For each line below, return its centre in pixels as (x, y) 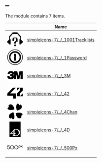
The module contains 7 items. (35, 16)
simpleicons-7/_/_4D (48, 130)
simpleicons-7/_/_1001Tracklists (61, 40)
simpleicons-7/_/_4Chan (52, 112)
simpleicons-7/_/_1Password (57, 57)
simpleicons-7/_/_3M (49, 76)
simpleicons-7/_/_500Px (52, 148)
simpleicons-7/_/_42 (48, 94)
